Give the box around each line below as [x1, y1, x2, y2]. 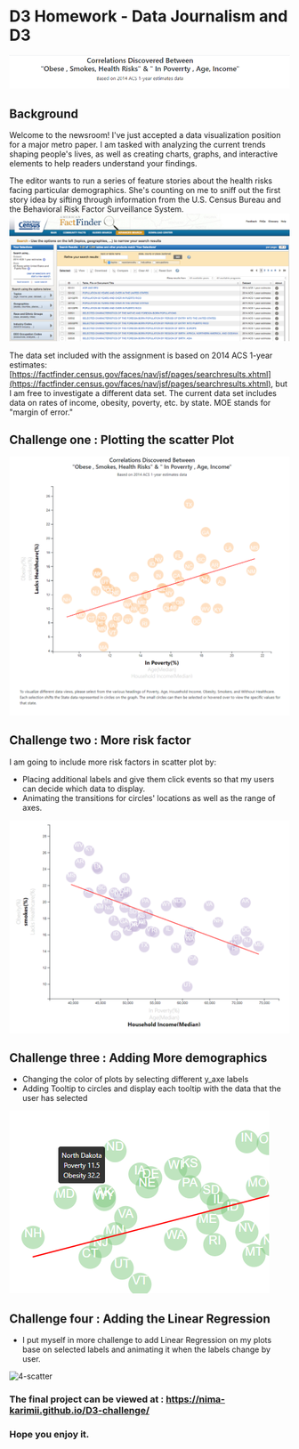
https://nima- [166, 1393, 225, 1405]
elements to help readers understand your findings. [9, 158, 198, 169]
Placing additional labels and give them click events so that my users [21, 773, 275, 784]
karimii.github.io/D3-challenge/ [9, 1404, 149, 1417]
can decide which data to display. [21, 783, 146, 794]
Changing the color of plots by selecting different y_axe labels [21, 1074, 249, 1085]
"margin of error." [9, 407, 74, 417]
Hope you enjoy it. [9, 1429, 90, 1441]
